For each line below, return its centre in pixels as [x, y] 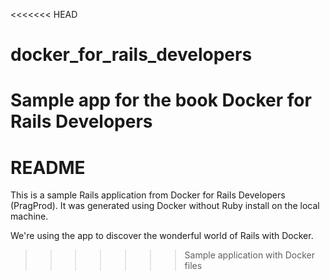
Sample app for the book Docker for [161, 100]
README [48, 167]
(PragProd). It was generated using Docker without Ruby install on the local [165, 206]
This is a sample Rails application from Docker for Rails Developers [148, 195]
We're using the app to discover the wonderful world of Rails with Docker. [162, 236]
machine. [29, 216]
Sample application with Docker [250, 255]
